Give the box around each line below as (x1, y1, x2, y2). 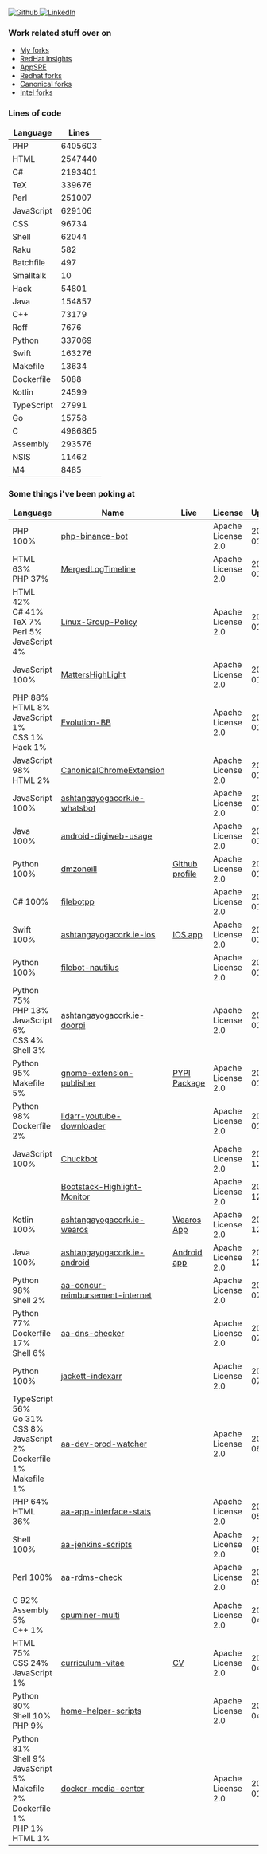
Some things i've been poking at (8, 488, 135, 499)
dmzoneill (60, 863, 98, 874)
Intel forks (19, 88, 53, 97)
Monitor (60, 1191, 91, 1202)
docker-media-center (60, 1782, 145, 1793)
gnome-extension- (60, 1067, 134, 1078)
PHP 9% (12, 1720, 44, 1731)
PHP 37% (12, 573, 49, 584)
